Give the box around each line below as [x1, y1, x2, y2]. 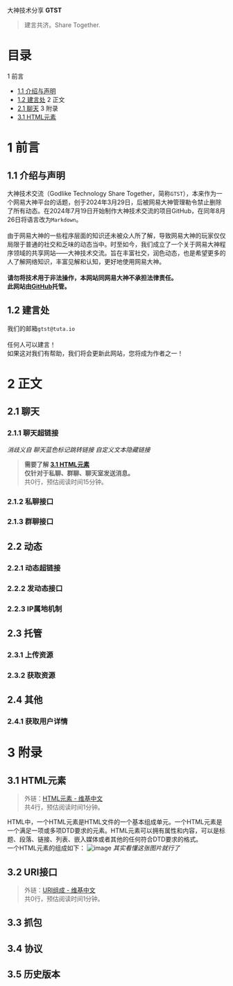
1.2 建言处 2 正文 [17, 95, 65, 104]
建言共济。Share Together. [24, 21, 101, 29]
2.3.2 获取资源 [7, 670, 55, 680]
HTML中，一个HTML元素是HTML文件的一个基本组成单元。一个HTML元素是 [7, 818, 223, 826]
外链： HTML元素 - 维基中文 [24, 794, 103, 803]
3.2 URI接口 [7, 866, 58, 878]
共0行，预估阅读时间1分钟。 [24, 894, 104, 903]
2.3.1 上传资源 [7, 650, 53, 659]
